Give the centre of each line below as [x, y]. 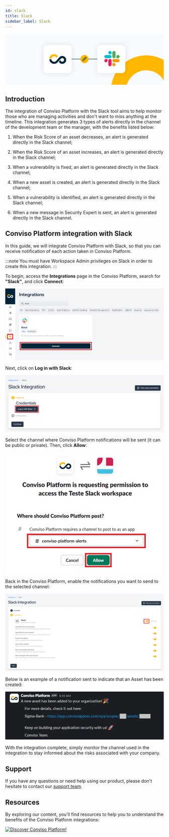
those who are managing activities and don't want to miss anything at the [81, 116]
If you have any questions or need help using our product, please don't [79, 781]
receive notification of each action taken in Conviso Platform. [68, 251]
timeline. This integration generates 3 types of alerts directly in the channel [83, 122]
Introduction [25, 99]
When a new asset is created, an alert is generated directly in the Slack [86, 182]
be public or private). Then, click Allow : [46, 445]
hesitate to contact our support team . [44, 787]
